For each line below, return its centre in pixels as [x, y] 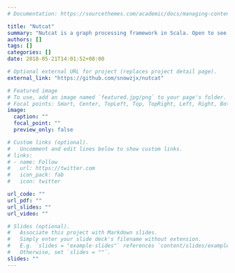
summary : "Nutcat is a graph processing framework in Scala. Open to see [117, 33]
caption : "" [31, 117]
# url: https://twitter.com [51, 169]
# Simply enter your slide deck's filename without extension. [104, 239]
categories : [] [29, 52]
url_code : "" [26, 194]
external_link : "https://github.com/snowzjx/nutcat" [86, 78]
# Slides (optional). [39, 226]
